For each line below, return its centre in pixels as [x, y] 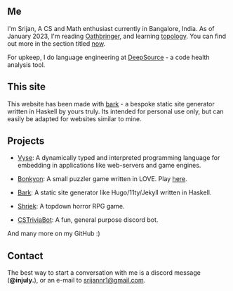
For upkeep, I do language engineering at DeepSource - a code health [108, 57]
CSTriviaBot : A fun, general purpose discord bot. [88, 220]
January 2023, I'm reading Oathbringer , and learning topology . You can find [117, 36]
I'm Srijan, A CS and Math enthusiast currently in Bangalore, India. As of [111, 28]
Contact [25, 255]
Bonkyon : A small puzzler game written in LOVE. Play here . [102, 179]
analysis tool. [26, 64]
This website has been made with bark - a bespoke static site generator [111, 104]
